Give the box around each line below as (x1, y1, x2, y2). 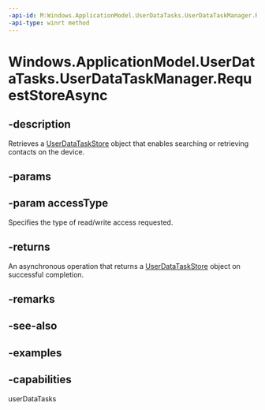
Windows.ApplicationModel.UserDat (8, 53, 256, 71)
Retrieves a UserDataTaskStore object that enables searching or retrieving (8, 139, 249, 148)
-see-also (8, 319, 58, 333)
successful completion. (8, 270, 84, 279)
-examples (8, 346, 62, 360)
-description (8, 117, 71, 131)
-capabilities (8, 373, 73, 386)
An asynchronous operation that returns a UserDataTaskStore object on (8, 261, 241, 270)
